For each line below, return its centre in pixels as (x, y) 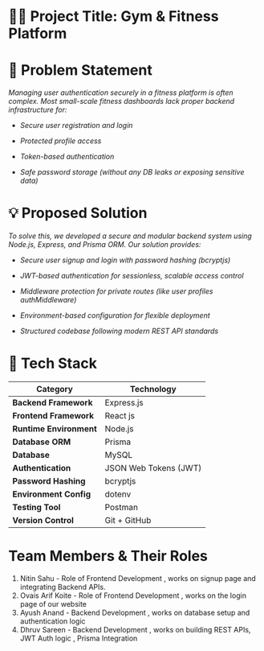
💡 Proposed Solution (78, 213)
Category (55, 389)
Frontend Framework (53, 416)
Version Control (43, 520)
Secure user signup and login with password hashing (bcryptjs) (125, 260)
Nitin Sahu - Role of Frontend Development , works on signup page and (138, 578)
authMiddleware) (48, 300)
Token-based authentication (67, 157)
